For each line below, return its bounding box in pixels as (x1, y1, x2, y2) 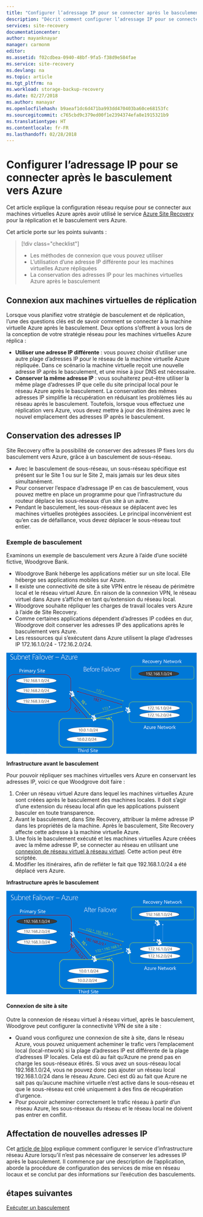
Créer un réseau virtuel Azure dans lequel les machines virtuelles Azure (14, 790, 194, 797)
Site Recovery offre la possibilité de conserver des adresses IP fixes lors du (6, 446, 195, 454)
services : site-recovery (6, 22, 69, 28)
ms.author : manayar (6, 99, 56, 105)
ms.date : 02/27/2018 (6, 93, 59, 99)
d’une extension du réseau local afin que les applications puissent (14, 803, 179, 810)
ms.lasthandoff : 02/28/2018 (6, 131, 77, 138)
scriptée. (14, 854, 37, 861)
